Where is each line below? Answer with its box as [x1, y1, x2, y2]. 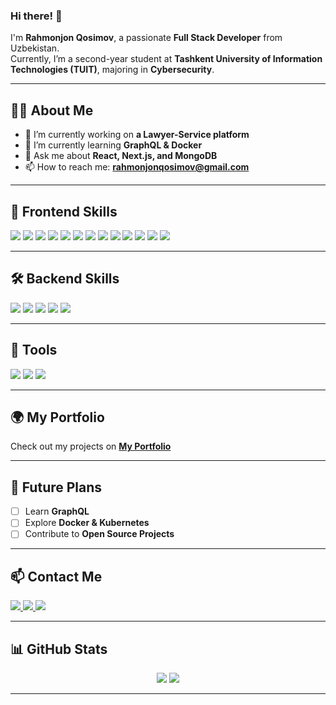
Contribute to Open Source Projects [24, 528, 175, 540]
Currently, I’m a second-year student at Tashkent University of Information [10, 53, 323, 65]
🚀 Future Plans [10, 479, 103, 496]
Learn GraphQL [24, 505, 90, 518]
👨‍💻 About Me [10, 102, 94, 119]
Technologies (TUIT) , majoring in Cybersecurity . [10, 64, 215, 76]
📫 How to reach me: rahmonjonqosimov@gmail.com [24, 161, 250, 173]
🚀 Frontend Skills [10, 203, 118, 220]
